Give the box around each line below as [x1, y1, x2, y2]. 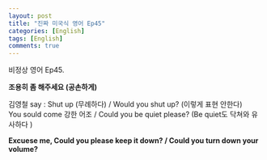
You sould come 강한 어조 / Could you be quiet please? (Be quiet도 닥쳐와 [8, 110, 250, 120]
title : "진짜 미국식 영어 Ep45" [8, 19, 106, 27]
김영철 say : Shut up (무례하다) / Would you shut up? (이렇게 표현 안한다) [8, 99, 243, 109]
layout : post [8, 11, 53, 20]
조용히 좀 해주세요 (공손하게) [8, 82, 98, 92]
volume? [8, 145, 39, 154]
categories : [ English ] [8, 27, 85, 35]
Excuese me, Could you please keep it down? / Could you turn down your [8, 136, 259, 145]
